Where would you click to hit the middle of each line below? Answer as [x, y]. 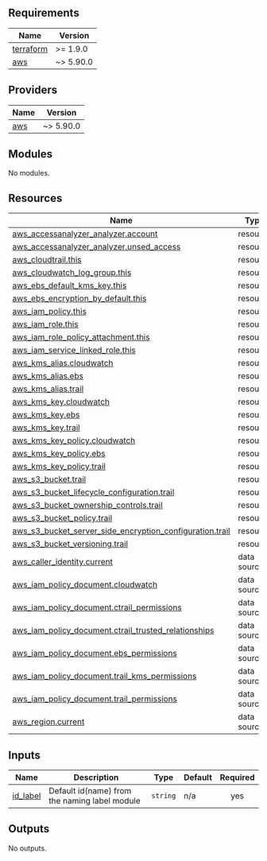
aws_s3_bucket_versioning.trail [70, 544]
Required [237, 778]
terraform [30, 48]
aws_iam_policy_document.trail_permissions [95, 699]
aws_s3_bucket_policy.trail [62, 518]
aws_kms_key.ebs [46, 415]
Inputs [25, 755]
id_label [27, 796]
